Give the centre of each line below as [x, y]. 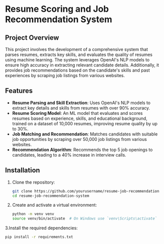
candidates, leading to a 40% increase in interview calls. [69, 155]
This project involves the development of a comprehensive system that [77, 49]
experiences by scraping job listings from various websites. [65, 75]
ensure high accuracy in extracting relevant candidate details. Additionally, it [82, 65]
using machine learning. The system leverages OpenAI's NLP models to [77, 60]
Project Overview [32, 38]
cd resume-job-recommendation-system [51, 196]
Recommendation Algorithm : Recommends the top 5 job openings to [82, 149]
